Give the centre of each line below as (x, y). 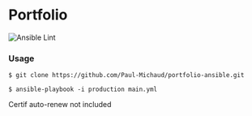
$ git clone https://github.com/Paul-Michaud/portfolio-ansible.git (126, 75)
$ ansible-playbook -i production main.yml (83, 90)
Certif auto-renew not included (60, 105)
